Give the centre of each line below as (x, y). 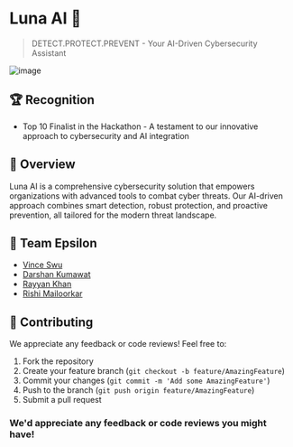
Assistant (49, 52)
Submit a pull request (62, 400)
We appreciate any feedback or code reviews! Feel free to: (118, 344)
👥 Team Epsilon (53, 243)
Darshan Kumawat (57, 275)
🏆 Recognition (52, 100)
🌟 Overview (42, 165)
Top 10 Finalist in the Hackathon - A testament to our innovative (140, 126)
